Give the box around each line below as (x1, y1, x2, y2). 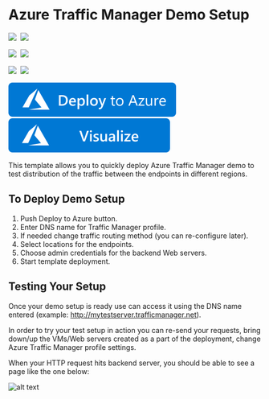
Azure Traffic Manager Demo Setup (8, 6, 250, 24)
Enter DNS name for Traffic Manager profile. (19, 222, 167, 232)
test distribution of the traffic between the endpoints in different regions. (8, 169, 247, 179)
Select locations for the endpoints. (19, 239, 134, 249)
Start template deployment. (19, 256, 111, 266)
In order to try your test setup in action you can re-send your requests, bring (8, 325, 261, 335)
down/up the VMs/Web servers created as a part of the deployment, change (8, 334, 261, 343)
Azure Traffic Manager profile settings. (8, 342, 137, 352)
